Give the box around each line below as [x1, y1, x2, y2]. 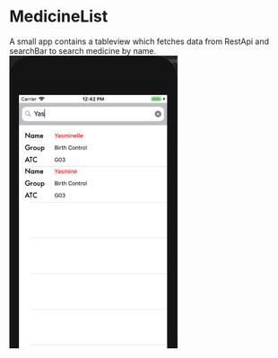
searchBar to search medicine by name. [9, 45, 157, 56]
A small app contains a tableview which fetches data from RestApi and [9, 36, 270, 47]
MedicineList [9, 6, 109, 27]
